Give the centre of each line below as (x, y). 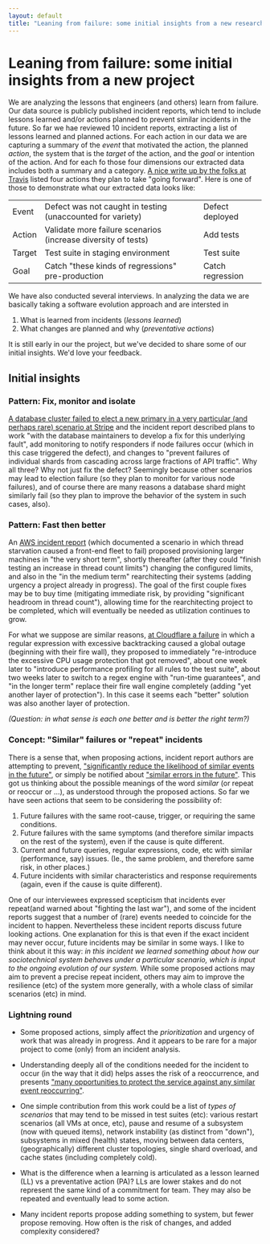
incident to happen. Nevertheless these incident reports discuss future (125, 925)
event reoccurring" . (52, 1090)
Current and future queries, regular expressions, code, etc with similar (136, 850)
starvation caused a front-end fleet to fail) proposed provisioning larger (127, 551)
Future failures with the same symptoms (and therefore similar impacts (137, 833)
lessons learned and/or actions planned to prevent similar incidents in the (130, 119)
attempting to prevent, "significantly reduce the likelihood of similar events (131, 766)
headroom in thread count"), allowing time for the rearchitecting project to (131, 602)
